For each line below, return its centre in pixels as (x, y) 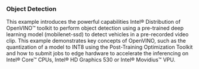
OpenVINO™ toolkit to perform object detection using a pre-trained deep (95, 28)
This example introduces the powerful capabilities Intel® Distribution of (94, 22)
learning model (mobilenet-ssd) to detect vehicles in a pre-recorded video (97, 34)
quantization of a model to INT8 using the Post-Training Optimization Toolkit (99, 47)
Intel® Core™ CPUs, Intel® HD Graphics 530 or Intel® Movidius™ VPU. (91, 60)
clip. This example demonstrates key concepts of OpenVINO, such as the (96, 41)
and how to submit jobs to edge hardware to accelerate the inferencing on (97, 54)
